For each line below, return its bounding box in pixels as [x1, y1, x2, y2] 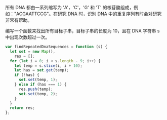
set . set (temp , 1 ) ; [18, 77, 58, 83]
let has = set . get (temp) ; [14, 68, 69, 73]
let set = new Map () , [10, 49, 56, 54]
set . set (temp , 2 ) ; [18, 91, 58, 96]
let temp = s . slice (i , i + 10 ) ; [14, 63, 82, 68]
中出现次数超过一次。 [5, 34, 50, 40]
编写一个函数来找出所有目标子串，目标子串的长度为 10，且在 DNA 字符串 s [5, 28, 160, 34]
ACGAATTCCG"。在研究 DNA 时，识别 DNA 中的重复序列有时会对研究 [16, 11, 162, 17]
